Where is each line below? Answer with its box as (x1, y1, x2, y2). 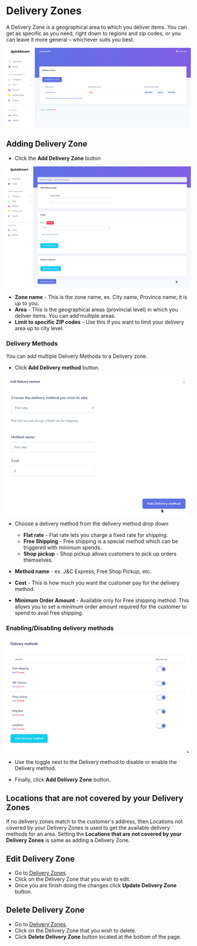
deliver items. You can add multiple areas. (14, 313, 116, 320)
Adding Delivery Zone (6, 139, 88, 149)
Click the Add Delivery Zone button (14, 155, 101, 162)
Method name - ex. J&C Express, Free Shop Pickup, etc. (14, 568, 152, 575)
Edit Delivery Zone (6, 854, 75, 864)
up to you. (14, 300, 39, 307)
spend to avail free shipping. (14, 609, 84, 616)
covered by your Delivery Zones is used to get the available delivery (6, 824, 170, 831)
